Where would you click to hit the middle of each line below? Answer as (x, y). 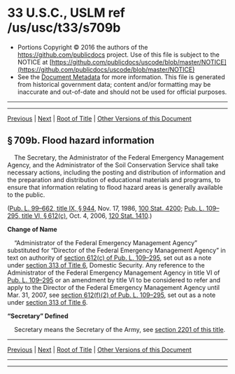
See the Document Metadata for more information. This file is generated (121, 77)
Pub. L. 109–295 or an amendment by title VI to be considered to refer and (114, 280)
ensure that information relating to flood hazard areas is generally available (115, 187)
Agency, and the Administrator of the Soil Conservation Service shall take (113, 165)
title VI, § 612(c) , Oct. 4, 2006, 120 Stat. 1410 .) (87, 216)
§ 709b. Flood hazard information (81, 140)
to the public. (26, 195)
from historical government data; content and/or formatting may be (114, 84)
